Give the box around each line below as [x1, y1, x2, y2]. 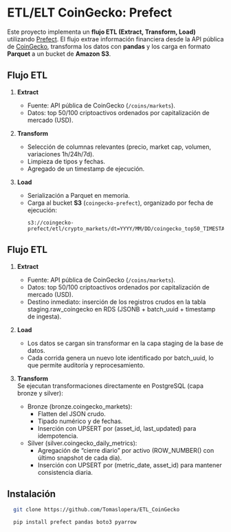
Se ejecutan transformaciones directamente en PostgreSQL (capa [16, 381, 204, 390]
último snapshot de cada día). [37, 453, 122, 462]
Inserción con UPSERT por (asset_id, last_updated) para [37, 424, 197, 432]
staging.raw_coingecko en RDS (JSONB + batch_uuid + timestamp [27, 305, 216, 313]
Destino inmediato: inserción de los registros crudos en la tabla [27, 298, 206, 306]
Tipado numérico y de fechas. [37, 417, 123, 425]
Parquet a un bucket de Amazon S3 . [7, 50, 111, 58]
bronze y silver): [16, 389, 63, 397]
